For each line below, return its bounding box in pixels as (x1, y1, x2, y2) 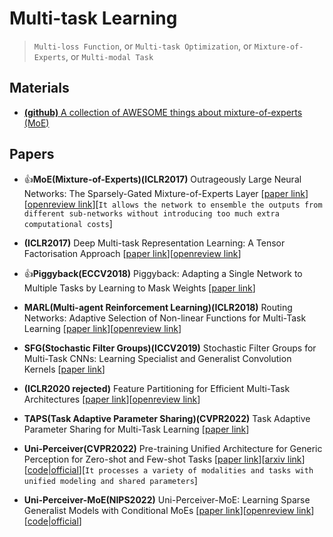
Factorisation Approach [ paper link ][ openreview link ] (23, 247, 242, 259)
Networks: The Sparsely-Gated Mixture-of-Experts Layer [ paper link (23, 187, 306, 199)
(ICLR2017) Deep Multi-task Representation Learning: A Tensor (23, 237, 286, 249)
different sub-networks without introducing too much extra (23, 208, 280, 219)
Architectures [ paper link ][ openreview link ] (23, 393, 201, 405)
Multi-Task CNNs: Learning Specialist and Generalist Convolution (23, 352, 292, 364)
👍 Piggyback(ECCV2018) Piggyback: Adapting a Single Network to (23, 267, 303, 279)
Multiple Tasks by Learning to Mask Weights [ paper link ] (23, 282, 256, 294)
